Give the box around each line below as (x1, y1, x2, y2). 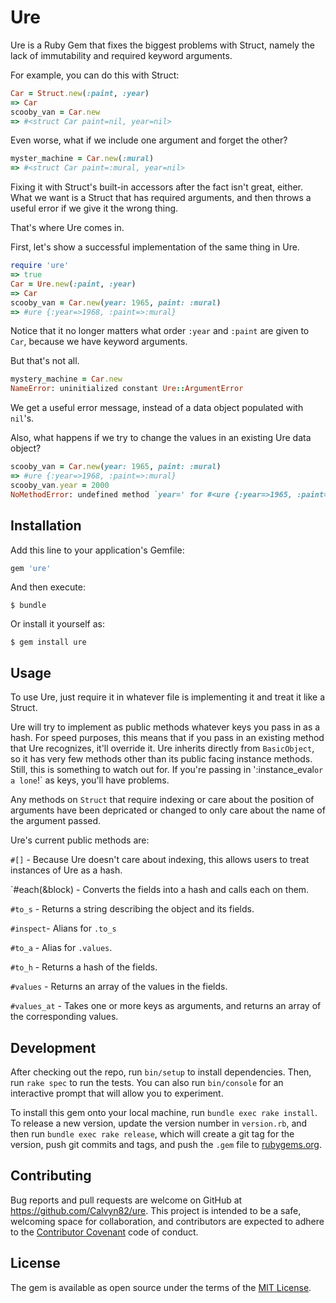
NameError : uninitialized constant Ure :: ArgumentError (10, 384, 244, 394)
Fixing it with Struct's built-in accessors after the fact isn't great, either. (10, 181, 304, 193)
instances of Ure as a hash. (10, 864, 123, 876)
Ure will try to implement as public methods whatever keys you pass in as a (10, 721, 321, 733)
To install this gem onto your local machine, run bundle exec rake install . (10, 1107, 318, 1118)
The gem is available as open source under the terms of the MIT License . (10, 1281, 312, 1293)
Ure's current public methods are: (10, 834, 150, 846)
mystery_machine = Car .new (10, 374, 123, 385)
